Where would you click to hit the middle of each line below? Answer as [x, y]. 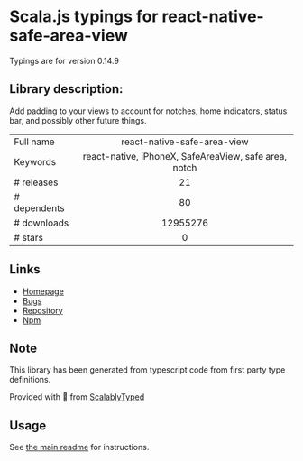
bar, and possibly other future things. [78, 120]
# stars [28, 237]
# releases [36, 182]
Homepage [43, 291]
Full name [35, 142]
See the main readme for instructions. [79, 447]
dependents [39, 207]
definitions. [30, 380]
